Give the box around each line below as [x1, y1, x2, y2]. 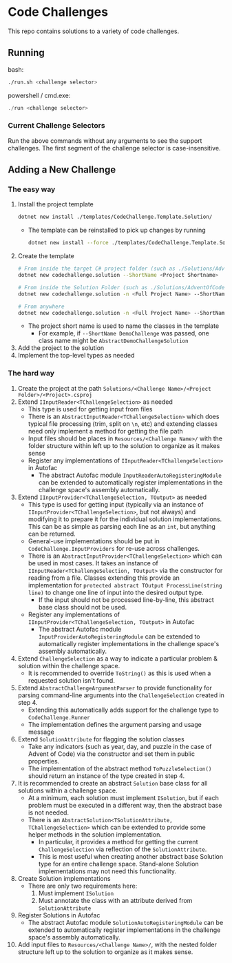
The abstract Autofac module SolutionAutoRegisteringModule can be [28, 918, 224, 926]
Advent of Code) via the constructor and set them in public [28, 750, 196, 758]
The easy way [8, 184, 56, 194]
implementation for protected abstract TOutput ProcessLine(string [28, 581, 222, 589]
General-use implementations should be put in [28, 536, 160, 545]
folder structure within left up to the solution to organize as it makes [28, 441, 220, 449]
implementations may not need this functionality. [38, 867, 177, 875]
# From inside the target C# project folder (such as [17, 265, 176, 273]
